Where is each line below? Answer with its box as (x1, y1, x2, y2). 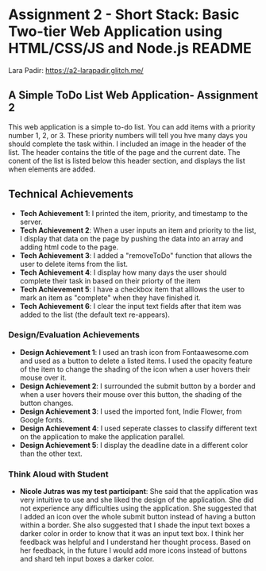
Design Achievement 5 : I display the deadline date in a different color (19, 440, 249, 449)
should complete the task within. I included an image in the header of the (8, 139, 247, 149)
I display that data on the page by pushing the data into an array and (19, 233, 244, 243)
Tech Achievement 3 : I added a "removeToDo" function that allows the (19, 250, 253, 260)
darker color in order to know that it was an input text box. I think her (19, 529, 245, 538)
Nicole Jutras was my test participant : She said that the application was (19, 487, 259, 496)
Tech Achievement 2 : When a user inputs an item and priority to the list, (19, 225, 256, 235)
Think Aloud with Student (8, 469, 109, 480)
